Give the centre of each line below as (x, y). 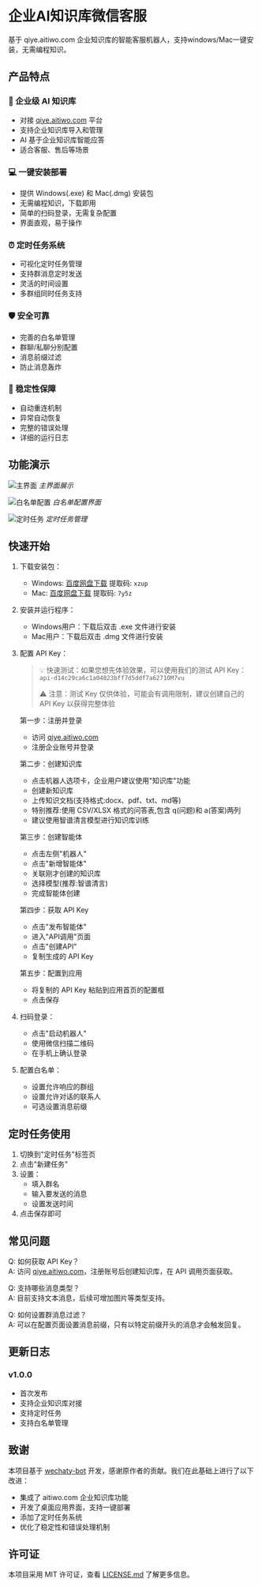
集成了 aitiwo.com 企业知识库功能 (74, 1497)
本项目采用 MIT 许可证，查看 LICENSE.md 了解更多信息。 (101, 1575)
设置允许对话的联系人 (66, 1097)
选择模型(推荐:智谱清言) (69, 883)
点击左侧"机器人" (59, 854)
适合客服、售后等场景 (54, 149)
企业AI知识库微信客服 (78, 16)
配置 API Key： (44, 653)
